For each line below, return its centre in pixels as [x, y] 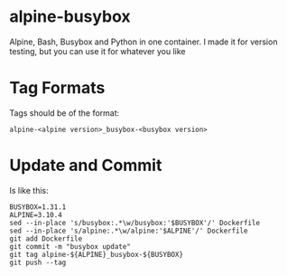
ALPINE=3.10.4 [36, 214]
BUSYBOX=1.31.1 [38, 207]
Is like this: [29, 190]
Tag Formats [57, 88]
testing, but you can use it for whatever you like [98, 51]
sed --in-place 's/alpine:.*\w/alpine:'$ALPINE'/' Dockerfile [129, 231]
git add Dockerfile [46, 238]
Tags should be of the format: [65, 113]
